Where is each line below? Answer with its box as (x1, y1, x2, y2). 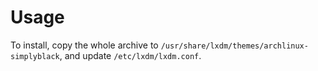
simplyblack (10, 51, 60, 61)
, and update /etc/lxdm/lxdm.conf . (59, 49, 202, 61)
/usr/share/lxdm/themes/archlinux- (160, 41, 309, 51)
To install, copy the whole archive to (10, 39, 159, 51)
